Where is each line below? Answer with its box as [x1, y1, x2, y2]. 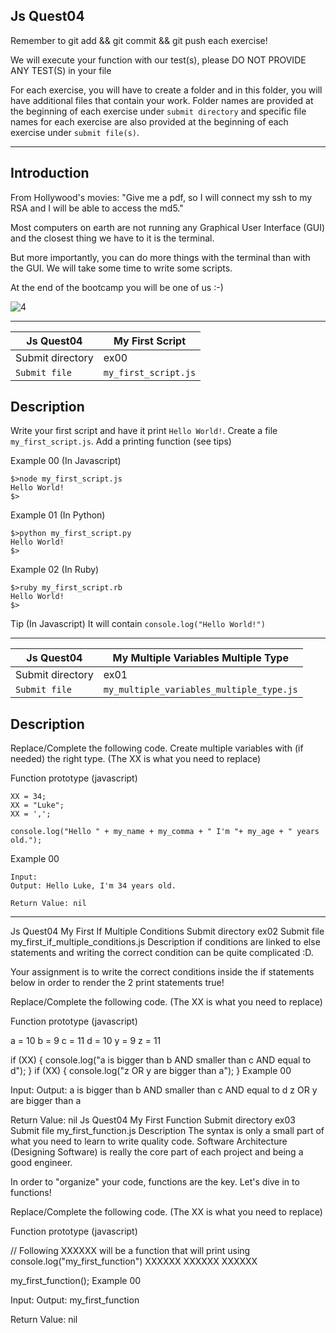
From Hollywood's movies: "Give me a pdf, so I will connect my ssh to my [10, 191, 313, 203]
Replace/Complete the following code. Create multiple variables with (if [10, 742, 304, 754]
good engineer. [10, 1157, 73, 1169]
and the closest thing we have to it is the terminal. [10, 232, 215, 244]
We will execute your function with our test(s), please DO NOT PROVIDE [10, 54, 307, 66]
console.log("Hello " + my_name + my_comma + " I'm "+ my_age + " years [10, 827, 320, 837]
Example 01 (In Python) [10, 509, 106, 521]
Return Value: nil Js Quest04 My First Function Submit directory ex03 [10, 1114, 296, 1126]
